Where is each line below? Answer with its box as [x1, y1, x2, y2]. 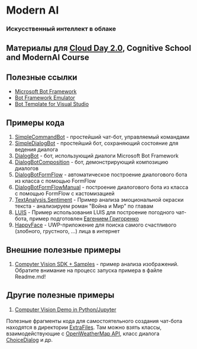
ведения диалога [14, 146, 58, 153]
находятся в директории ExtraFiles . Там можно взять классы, [6, 324, 162, 331]
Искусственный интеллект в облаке [6, 25, 117, 33]
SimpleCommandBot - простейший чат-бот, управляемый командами [14, 134, 190, 141]
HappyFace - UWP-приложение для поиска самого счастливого [14, 221, 177, 228]
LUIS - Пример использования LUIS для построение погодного [14, 209, 175, 216]
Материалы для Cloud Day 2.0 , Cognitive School [6, 43, 191, 53]
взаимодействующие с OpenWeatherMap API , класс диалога [6, 329, 160, 337]
